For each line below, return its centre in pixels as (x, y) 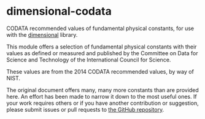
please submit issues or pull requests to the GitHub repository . (85, 109)
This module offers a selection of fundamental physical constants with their (102, 47)
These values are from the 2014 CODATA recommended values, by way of (100, 71)
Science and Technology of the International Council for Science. (89, 60)
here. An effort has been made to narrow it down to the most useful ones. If (102, 96)
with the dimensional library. (42, 34)
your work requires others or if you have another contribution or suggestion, (102, 103)
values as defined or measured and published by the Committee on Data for (102, 53)
